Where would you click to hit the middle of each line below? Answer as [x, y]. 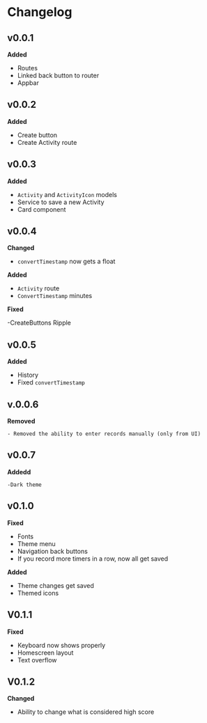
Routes [28, 68]
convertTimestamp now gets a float [66, 261]
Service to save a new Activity [61, 202]
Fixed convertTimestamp [51, 382]
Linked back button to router [58, 75]
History [28, 375]
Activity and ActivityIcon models [67, 194]
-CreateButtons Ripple [39, 323]
